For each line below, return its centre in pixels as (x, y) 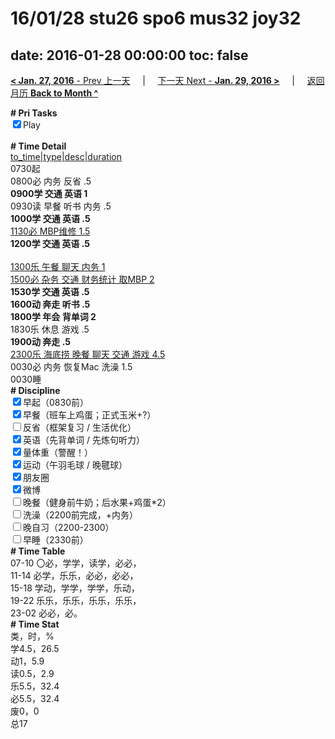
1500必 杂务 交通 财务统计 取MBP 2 (82, 279)
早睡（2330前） (56, 540)
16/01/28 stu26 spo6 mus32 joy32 (156, 18)
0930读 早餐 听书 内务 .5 (61, 206)
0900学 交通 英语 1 (49, 193)
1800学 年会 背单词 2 (53, 316)
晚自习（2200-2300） (69, 527)
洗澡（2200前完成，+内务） (81, 515)
